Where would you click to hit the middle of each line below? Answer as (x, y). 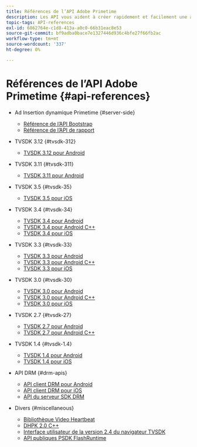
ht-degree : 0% (23, 50)
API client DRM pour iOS (52, 390)
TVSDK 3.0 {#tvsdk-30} (43, 279)
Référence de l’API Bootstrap (58, 124)
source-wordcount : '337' (36, 45)
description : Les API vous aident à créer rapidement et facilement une (97, 17)
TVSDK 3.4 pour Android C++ (59, 227)
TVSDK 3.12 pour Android (54, 152)
